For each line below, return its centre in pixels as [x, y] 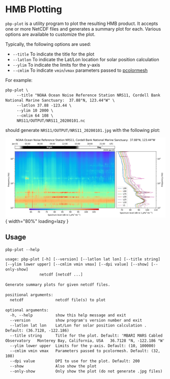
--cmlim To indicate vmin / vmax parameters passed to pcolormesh [80, 70]
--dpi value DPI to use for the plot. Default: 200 [75, 361]
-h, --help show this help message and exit [68, 315]
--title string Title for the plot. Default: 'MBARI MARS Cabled [86, 335]
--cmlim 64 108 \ [35, 116]
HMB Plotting [34, 9]
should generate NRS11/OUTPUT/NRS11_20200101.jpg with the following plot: [83, 130]
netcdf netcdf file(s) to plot [58, 300]
